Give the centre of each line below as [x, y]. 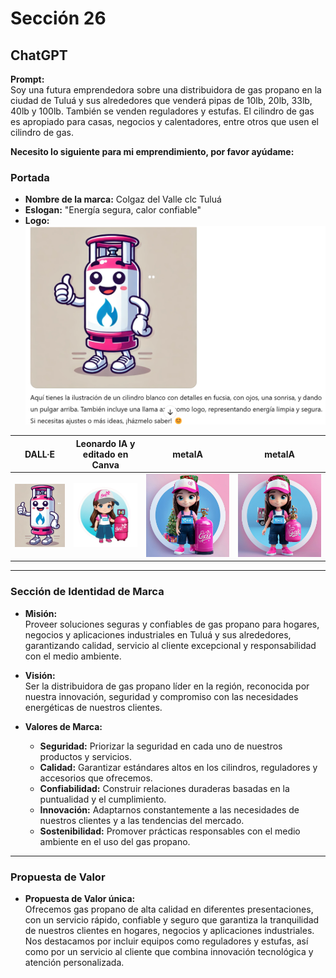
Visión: [40, 675]
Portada [30, 177]
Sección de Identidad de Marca [87, 592]
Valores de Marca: [63, 726]
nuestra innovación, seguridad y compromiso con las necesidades [161, 696]
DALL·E [40, 454]
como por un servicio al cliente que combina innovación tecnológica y [169, 952]
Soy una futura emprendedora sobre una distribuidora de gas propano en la [166, 90]
